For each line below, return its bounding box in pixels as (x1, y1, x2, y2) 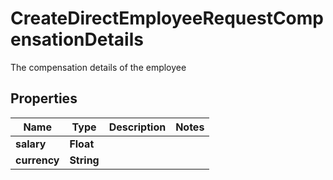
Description (108, 120, 167, 134)
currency (15, 153, 60, 167)
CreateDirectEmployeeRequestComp (10, 7, 324, 30)
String (69, 153, 100, 167)
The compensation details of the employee (10, 61, 187, 73)
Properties (10, 90, 78, 107)
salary (15, 137, 47, 151)
